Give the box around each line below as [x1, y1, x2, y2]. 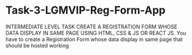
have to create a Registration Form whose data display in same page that [5, 35, 183, 43]
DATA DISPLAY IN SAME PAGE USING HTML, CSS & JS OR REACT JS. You [5, 29, 187, 36]
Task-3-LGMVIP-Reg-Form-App [5, 4, 166, 17]
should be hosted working [5, 42, 69, 49]
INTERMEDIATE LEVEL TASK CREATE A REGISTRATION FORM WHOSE [5, 23, 178, 30]
